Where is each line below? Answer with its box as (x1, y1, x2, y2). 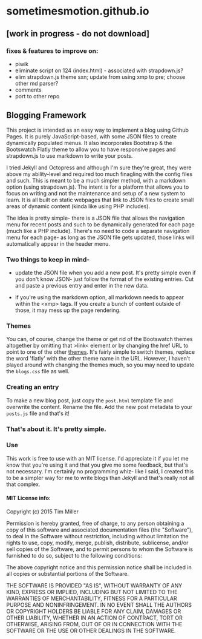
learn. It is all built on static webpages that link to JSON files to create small (6, 196, 194, 203)
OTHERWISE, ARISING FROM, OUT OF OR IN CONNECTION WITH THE (6, 621, 183, 627)
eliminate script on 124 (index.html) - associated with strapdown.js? (15, 67, 183, 74)
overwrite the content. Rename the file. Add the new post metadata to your (6, 403, 192, 410)
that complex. (6, 481, 41, 488)
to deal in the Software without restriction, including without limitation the (6, 533, 189, 539)
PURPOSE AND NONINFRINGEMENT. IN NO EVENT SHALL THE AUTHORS (6, 601, 192, 608)
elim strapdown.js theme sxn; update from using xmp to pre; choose (15, 73, 186, 80)
